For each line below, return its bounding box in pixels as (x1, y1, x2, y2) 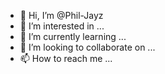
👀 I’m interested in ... (19, 20, 105, 32)
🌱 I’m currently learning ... (19, 31, 127, 42)
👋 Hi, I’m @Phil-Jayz (19, 10, 104, 21)
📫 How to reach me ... (19, 53, 113, 64)
